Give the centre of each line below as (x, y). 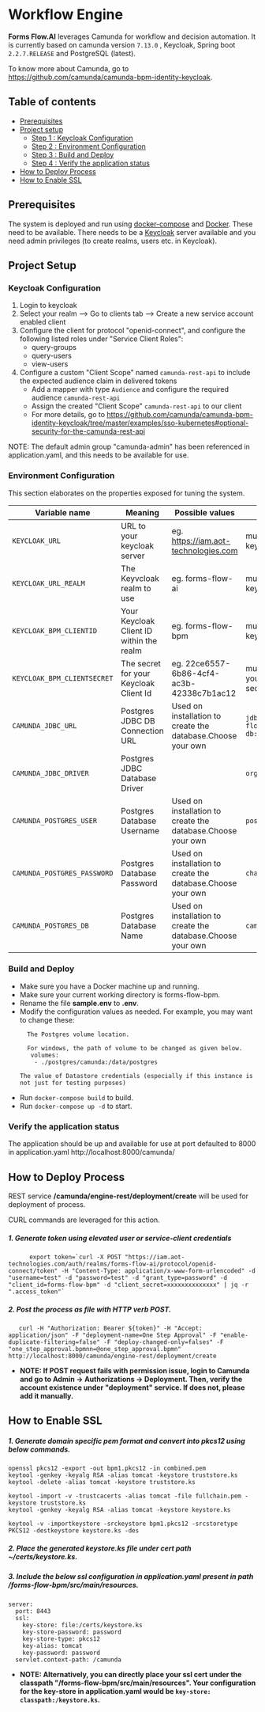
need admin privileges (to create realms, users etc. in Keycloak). (113, 241)
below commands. (39, 1449)
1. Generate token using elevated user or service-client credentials (120, 1238)
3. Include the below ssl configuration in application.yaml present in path (131, 1577)
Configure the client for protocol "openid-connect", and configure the (132, 331)
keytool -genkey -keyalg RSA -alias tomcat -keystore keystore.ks (119, 1510)
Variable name (63, 512)
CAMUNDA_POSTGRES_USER (54, 820)
